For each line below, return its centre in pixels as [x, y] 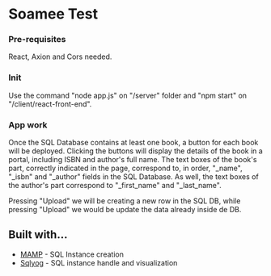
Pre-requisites [37, 40]
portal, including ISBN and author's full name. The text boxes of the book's [133, 160]
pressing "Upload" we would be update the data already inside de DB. [125, 210]
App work [28, 124]
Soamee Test [53, 14]
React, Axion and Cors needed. [60, 56]
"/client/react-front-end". [50, 104]
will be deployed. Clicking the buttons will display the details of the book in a [135, 151]
